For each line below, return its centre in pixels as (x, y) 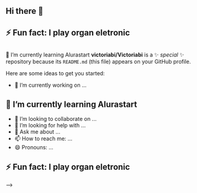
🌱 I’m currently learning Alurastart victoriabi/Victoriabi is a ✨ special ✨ (95, 55)
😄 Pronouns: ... (34, 147)
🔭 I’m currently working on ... (50, 85)
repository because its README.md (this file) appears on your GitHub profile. (98, 62)
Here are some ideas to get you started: (55, 73)
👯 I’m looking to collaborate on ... (55, 118)
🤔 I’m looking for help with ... (50, 125)
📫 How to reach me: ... (43, 138)
